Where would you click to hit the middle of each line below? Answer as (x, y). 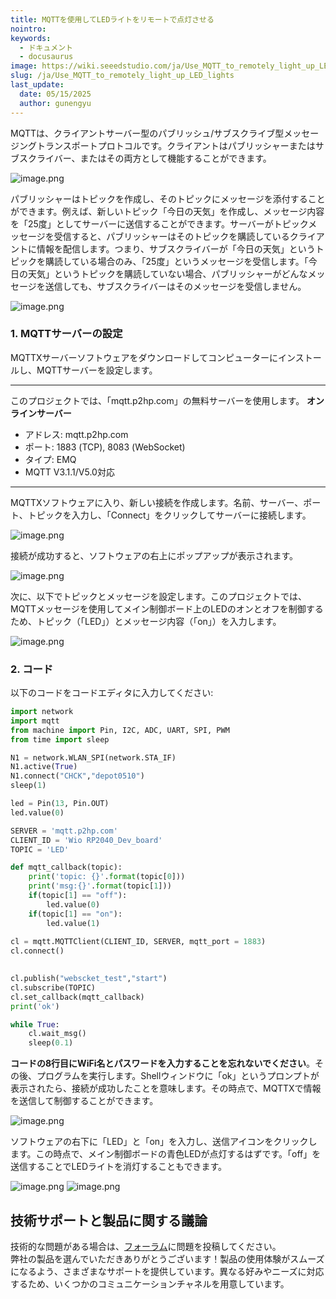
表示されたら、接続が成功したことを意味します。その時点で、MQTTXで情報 (166, 1088)
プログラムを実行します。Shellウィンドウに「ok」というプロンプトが (178, 1076)
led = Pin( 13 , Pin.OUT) (60, 804)
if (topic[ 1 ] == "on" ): (75, 914)
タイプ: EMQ (50, 459)
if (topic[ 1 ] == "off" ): (78, 896)
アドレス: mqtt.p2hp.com (76, 434)
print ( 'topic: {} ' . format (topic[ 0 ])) (107, 877)
